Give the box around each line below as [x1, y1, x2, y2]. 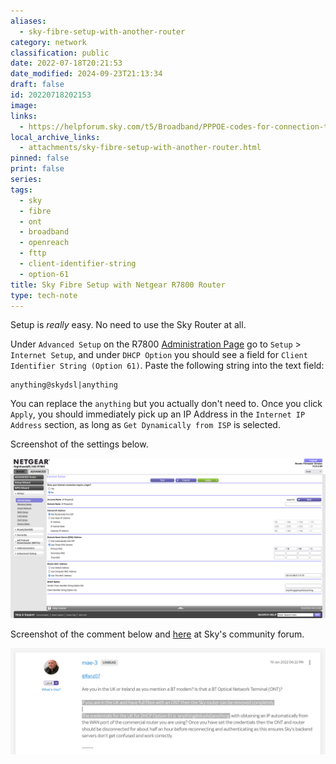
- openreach [19, 238, 70, 248]
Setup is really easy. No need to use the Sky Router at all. [10, 319, 247, 331]
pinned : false [10, 153, 70, 164]
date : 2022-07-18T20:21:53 [10, 58, 123, 69]
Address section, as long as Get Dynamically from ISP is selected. [10, 419, 281, 431]
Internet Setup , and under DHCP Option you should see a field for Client [10, 349, 308, 361]
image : [10, 100, 38, 110]
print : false [10, 164, 65, 174]
